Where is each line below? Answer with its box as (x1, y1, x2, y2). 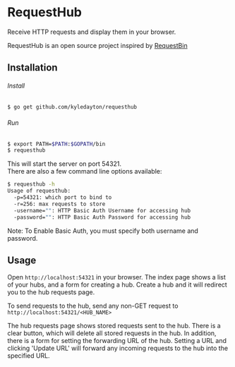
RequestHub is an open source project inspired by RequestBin (7, 41, 188, 49)
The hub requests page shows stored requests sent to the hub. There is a (7, 322, 221, 330)
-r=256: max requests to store (13, 200, 106, 207)
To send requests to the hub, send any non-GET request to (7, 301, 179, 311)
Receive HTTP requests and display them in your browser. (7, 28, 176, 36)
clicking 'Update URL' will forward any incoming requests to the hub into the (7, 344, 228, 353)
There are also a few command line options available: (7, 167, 162, 176)
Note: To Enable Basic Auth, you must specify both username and (7, 227, 199, 235)
